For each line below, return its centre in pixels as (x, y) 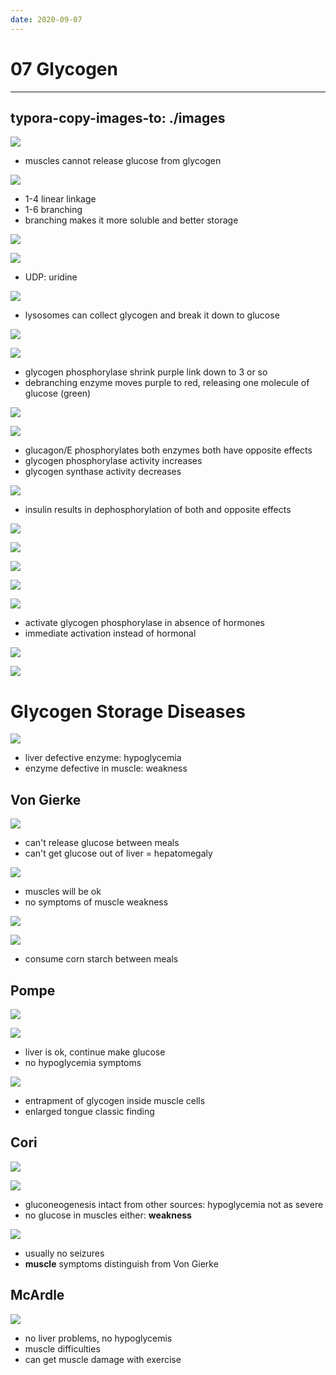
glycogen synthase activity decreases (103, 472)
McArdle (37, 1295)
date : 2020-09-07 (46, 19)
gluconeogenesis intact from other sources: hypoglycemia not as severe (174, 1204)
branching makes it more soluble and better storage (131, 220)
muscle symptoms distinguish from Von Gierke (121, 1263)
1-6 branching (53, 210)
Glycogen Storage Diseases (128, 711)
